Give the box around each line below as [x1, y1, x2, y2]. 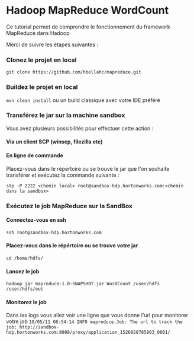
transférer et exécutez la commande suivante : [6, 171, 119, 179]
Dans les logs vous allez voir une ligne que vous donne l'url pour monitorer [6, 312, 188, 319]
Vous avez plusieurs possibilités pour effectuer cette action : [6, 125, 154, 132]
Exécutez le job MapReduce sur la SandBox [6, 202, 133, 210]
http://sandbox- [19, 324, 60, 330]
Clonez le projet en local [6, 56, 77, 64]
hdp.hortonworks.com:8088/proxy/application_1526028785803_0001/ [6, 330, 170, 336]
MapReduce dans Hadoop [6, 29, 70, 36]
